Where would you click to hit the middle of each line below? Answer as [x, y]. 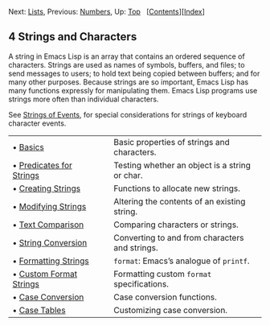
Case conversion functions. [165, 297]
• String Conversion [50, 242]
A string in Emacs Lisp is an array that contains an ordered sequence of [127, 56]
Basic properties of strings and [172, 142]
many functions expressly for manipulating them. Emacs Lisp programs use [133, 90]
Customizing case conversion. [170, 310]
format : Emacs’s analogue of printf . [182, 261]
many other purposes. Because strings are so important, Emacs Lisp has [129, 82]
